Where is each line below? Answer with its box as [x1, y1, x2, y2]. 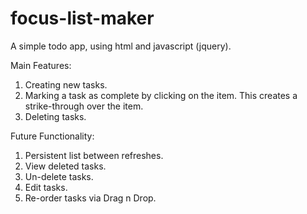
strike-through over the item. [24, 100, 144, 112]
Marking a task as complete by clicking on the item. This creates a [24, 89, 298, 101]
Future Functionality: [10, 130, 95, 142]
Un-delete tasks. [24, 170, 94, 182]
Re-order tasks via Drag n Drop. [24, 192, 157, 204]
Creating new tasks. [24, 78, 108, 91]
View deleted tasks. [24, 160, 107, 172]
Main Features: [10, 59, 72, 71]
